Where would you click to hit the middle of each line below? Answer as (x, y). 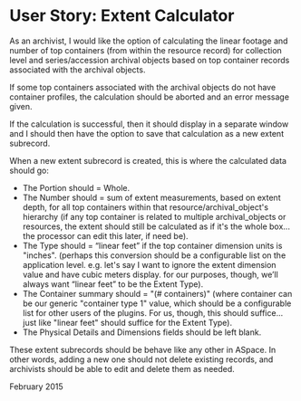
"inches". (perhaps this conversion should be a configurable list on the (154, 255)
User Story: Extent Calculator (122, 16)
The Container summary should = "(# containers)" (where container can (157, 293)
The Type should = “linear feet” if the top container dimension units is (152, 245)
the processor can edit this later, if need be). (105, 235)
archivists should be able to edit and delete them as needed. (122, 368)
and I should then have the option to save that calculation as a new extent (146, 133)
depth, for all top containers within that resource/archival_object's (146, 207)
